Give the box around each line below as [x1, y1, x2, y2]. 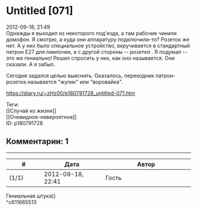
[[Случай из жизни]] [6, 107, 57, 114]
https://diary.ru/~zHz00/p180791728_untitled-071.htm [6, 89, 135, 97]
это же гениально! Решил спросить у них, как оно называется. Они [6, 54, 175, 61]
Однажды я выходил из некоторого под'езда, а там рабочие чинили [6, 29, 177, 36]
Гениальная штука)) [6, 192, 56, 199]
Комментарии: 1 [6, 136, 69, 147]
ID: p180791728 [6, 119, 43, 126]
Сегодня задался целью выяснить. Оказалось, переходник [6, 72, 154, 79]
